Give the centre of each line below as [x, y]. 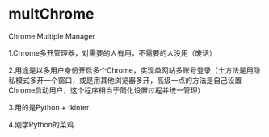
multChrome [51, 14]
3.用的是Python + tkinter [49, 107]
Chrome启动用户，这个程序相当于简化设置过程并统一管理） [107, 90]
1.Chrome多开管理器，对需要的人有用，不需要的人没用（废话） [112, 52]
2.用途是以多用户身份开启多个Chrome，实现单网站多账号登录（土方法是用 [131, 70]
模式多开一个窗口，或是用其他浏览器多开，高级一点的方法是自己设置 [128, 80]
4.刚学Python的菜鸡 [41, 124]
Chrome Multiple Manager [52, 36]
